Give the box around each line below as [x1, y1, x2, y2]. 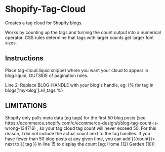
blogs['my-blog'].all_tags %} [5, 87, 63, 93]
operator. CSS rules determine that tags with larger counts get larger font [5, 35, 154, 40]
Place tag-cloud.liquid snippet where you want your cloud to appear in [5, 67, 149, 73]
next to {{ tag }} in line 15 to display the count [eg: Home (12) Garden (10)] [5, 141, 155, 147]
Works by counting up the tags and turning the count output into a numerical [5, 29, 161, 35]
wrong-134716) [5, 125, 36, 131]
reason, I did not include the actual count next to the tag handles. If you [5, 130, 151, 136]
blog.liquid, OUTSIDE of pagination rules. [5, 73, 89, 78]
